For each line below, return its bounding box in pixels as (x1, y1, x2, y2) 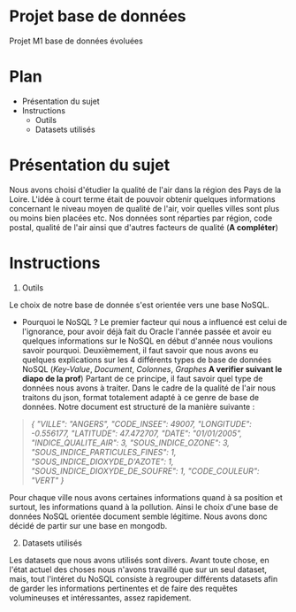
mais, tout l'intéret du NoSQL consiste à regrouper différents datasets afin (9, 573, 278, 584)
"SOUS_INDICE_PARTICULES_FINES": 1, (30, 446, 177, 457)
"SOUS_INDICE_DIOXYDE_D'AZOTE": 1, (30, 456, 174, 467)
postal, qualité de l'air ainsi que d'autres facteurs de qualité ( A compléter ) (9, 221, 278, 232)
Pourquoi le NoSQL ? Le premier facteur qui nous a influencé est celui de (21, 316, 287, 327)
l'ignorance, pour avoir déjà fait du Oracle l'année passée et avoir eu (21, 326, 272, 337)
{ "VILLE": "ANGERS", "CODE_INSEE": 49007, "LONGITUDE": (30, 418, 252, 429)
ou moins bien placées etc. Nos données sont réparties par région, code (9, 213, 273, 223)
